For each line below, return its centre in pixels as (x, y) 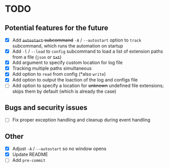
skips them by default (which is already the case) (64, 91)
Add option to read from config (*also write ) (59, 74)
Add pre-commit (29, 160)
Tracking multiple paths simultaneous (52, 68)
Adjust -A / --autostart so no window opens (59, 149)
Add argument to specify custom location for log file (67, 62)
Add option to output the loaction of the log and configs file (75, 80)
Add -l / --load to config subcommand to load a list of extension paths (88, 51)
